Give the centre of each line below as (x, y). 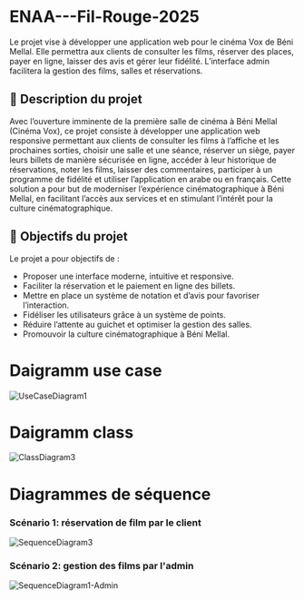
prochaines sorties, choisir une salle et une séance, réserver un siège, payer (152, 150)
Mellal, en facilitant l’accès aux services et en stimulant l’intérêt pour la (142, 198)
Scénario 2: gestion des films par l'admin (102, 566)
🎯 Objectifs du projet (69, 236)
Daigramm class (72, 432)
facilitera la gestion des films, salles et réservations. (106, 71)
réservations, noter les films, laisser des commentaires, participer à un (141, 169)
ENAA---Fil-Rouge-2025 (104, 17)
